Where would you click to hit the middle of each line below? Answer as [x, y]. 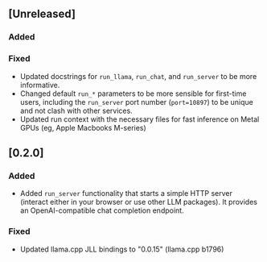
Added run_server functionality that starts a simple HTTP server [126, 193]
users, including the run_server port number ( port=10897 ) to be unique [136, 102]
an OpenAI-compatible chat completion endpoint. [102, 210]
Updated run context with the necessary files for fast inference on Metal [140, 119]
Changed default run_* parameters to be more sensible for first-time [133, 94]
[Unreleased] [42, 14]
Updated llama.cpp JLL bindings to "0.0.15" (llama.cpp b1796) [122, 249]
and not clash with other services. [76, 110]
